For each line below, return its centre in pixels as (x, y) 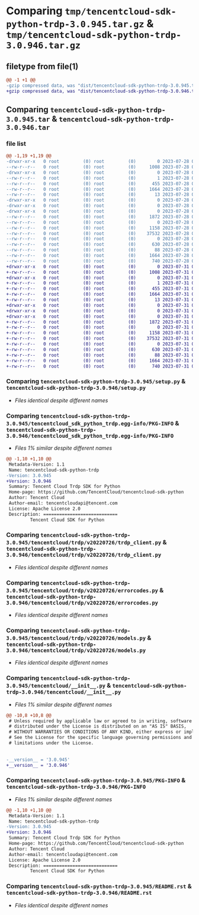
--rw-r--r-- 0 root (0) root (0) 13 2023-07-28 (98, 195)
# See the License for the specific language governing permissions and (100, 738)
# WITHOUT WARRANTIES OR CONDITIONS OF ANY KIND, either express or (95, 732)
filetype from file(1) (42, 66)
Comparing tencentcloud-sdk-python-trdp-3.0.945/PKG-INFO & (96, 781)
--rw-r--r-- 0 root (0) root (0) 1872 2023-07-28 (98, 217)
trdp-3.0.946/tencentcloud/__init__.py (64, 692)
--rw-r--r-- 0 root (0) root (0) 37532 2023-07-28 (98, 233)
